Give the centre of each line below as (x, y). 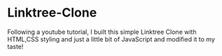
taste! (15, 46)
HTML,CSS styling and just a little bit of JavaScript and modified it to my (111, 39)
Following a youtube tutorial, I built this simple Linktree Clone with (102, 32)
